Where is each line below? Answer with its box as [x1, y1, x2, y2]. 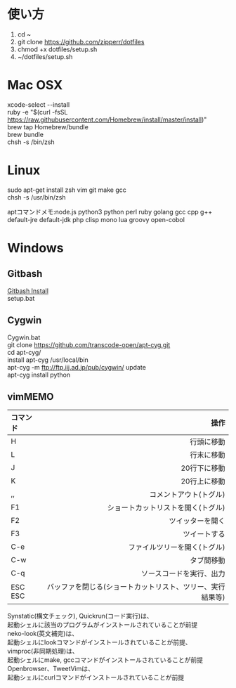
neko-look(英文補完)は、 [7, 630, 79, 638]
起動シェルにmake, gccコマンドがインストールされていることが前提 [7, 656, 204, 664]
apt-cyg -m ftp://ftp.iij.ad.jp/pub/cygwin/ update [7, 363, 146, 371]
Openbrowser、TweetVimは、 [7, 665, 95, 673]
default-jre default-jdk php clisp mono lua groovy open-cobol [7, 215, 185, 223]
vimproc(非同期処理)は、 [7, 647, 79, 656]
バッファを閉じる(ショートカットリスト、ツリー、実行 [46, 582, 225, 592]
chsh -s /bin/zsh [7, 138, 55, 146]
